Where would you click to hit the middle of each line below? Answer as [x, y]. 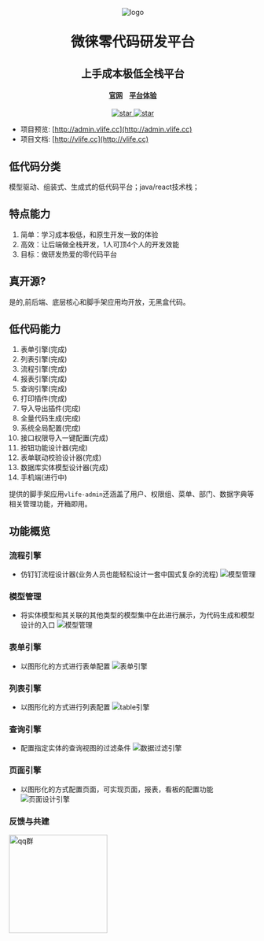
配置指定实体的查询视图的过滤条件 [75, 748]
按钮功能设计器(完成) [54, 448]
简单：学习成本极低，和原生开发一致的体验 [89, 234]
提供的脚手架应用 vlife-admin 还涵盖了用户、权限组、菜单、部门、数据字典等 [132, 494]
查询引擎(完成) [44, 389]
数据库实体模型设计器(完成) [64, 468]
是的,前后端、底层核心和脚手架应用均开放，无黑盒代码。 [100, 302]
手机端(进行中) [44, 477]
